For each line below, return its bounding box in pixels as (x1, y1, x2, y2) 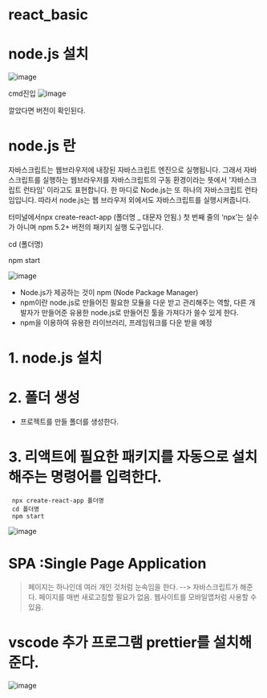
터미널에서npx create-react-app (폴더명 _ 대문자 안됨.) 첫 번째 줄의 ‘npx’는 (8, 212, 245, 222)
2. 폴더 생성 (8, 388, 80, 407)
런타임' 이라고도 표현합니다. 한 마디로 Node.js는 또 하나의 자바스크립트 (22, 185, 243, 195)
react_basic (8, 6, 88, 24)
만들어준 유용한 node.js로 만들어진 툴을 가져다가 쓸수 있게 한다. (41, 308, 239, 318)
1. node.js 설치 (8, 349, 103, 367)
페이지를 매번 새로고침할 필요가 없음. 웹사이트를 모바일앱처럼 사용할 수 (38, 593, 257, 602)
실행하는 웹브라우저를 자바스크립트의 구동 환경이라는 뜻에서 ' (42, 175, 231, 185)
